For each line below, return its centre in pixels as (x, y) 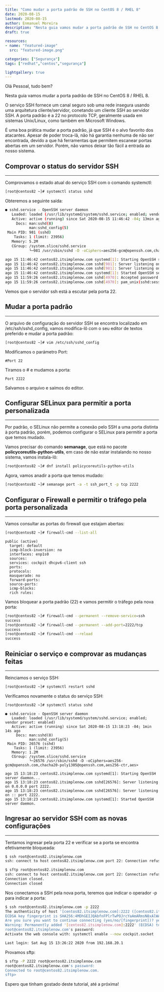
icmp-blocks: (23, 588)
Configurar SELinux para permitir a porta (68, 403)
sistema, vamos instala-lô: (31, 457)
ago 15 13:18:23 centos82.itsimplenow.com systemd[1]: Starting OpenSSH (81, 774)
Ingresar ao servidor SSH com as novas (66, 818)
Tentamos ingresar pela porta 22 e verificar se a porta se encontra (72, 842)
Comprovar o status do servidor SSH (62, 166)
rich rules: (22, 593)
